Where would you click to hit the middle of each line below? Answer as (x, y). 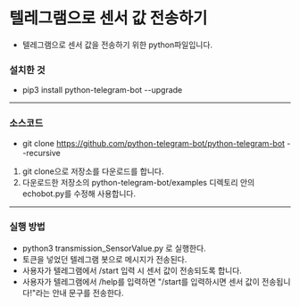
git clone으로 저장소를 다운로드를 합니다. (93, 171)
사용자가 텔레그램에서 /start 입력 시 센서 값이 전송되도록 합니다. (132, 270)
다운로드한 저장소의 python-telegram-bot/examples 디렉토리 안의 (138, 182)
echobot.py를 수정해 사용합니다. (79, 194)
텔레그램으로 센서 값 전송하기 (108, 18)
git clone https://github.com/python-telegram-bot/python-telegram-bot (154, 143)
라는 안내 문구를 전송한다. (79, 293)
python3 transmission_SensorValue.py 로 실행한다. (114, 248)
